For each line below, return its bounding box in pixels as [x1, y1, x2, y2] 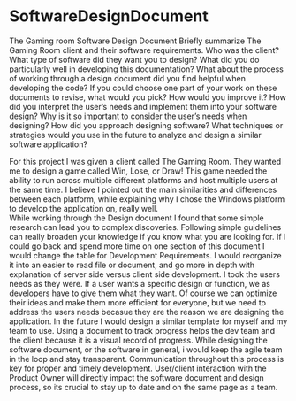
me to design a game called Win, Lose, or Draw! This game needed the [9, 166, 268, 176]
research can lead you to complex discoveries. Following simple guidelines [9, 221, 282, 232]
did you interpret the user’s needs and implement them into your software [9, 101, 277, 112]
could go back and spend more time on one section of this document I [9, 241, 265, 251]
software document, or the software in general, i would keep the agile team [9, 343, 283, 355]
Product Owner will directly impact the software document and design [9, 372, 265, 382]
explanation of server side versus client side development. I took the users [9, 268, 281, 280]
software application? [9, 139, 88, 150]
